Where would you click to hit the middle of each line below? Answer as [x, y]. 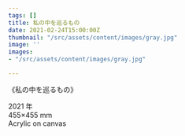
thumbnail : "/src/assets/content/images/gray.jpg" [93, 37]
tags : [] [22, 15]
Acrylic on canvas [37, 123]
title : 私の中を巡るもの [44, 23]
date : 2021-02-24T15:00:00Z [54, 30]
